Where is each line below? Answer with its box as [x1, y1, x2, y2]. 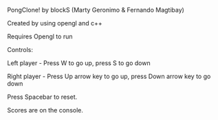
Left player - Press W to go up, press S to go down [7, 59, 151, 67]
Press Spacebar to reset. [7, 93, 78, 101]
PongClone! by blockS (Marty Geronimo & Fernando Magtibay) [7, 6, 184, 14]
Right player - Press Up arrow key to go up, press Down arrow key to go [7, 72, 211, 80]
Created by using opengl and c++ [7, 19, 102, 27]
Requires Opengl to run [7, 32, 73, 40]
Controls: [7, 46, 33, 53]
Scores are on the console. [7, 106, 84, 114]
